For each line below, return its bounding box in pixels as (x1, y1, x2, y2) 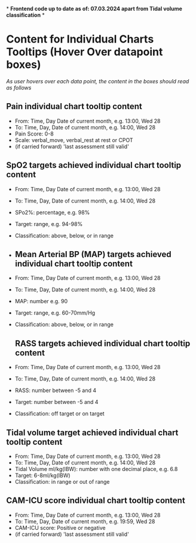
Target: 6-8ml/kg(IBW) (14, 472, 71, 479)
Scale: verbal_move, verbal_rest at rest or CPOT (14, 136, 133, 143)
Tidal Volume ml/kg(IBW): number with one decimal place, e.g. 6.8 (14, 466, 178, 472)
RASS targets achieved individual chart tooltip (14, 338, 191, 348)
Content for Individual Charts (6, 32, 154, 46)
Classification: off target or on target (14, 410, 105, 417)
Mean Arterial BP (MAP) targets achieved (14, 249, 171, 260)
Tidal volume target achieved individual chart (6, 427, 179, 438)
